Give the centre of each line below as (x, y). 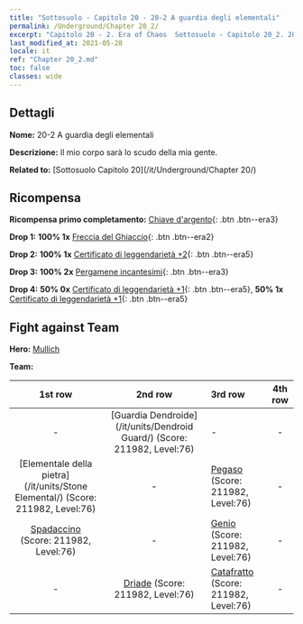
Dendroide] (174, 416)
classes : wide (36, 77)
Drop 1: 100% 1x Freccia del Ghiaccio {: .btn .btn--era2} (112, 237)
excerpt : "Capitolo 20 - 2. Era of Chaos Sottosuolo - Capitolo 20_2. (147, 34)
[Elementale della (56, 463)
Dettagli (32, 113)
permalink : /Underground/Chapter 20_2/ (84, 26)
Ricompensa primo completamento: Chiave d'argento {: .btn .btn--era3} (144, 220)
